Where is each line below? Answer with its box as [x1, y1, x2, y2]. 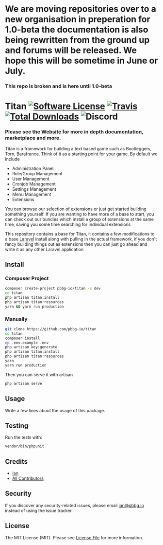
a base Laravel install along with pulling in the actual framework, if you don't [5, 236, 157, 242]
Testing [5, 421, 29, 430]
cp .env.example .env [5, 340, 49, 345]
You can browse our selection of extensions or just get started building [5, 206, 147, 212]
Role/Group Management [12, 170, 63, 176]
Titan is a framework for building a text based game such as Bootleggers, [5, 145, 152, 151]
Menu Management [12, 191, 51, 197]
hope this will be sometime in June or [5, 55, 158, 66]
